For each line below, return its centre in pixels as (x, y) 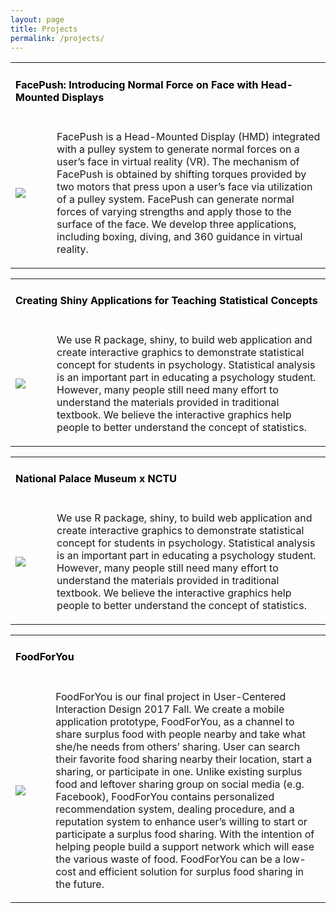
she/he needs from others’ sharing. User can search (178, 746)
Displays (83, 97)
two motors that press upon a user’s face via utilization (184, 187)
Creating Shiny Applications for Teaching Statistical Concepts (166, 300)
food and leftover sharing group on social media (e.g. (180, 784)
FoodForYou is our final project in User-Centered (171, 696)
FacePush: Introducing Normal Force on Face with (137, 84)
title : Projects (44, 29)
